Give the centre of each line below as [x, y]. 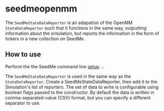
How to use [23, 54]
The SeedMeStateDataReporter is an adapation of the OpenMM [69, 23]
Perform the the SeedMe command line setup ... [55, 66]
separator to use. [23, 103]
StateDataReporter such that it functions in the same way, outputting [76, 28]
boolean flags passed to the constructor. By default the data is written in [80, 92]
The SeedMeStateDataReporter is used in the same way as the [68, 76]
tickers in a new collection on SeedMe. [45, 39]
